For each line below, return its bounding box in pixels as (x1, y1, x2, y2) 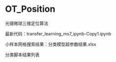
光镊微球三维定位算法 (5, 20, 48, 26)
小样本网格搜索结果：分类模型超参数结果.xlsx (5, 41, 97, 47)
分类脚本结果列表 (5, 52, 40, 58)
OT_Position (5, 3, 56, 15)
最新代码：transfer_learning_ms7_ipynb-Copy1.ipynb (5, 31, 112, 36)
